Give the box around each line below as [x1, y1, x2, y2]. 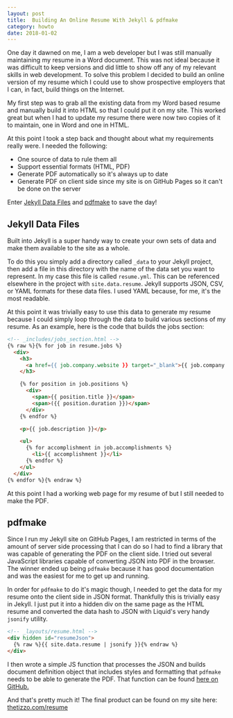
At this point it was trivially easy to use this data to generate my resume [7, 308, 212, 316]
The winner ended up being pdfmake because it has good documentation [7, 565, 214, 573]
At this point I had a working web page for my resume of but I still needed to [7, 489, 224, 497]
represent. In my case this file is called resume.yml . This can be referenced [7, 272, 220, 281]
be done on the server [17, 185, 81, 193]
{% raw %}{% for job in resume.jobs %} [7, 342, 123, 349]
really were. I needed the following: [7, 142, 107, 150]
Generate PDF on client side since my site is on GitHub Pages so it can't [17, 178, 223, 186]
